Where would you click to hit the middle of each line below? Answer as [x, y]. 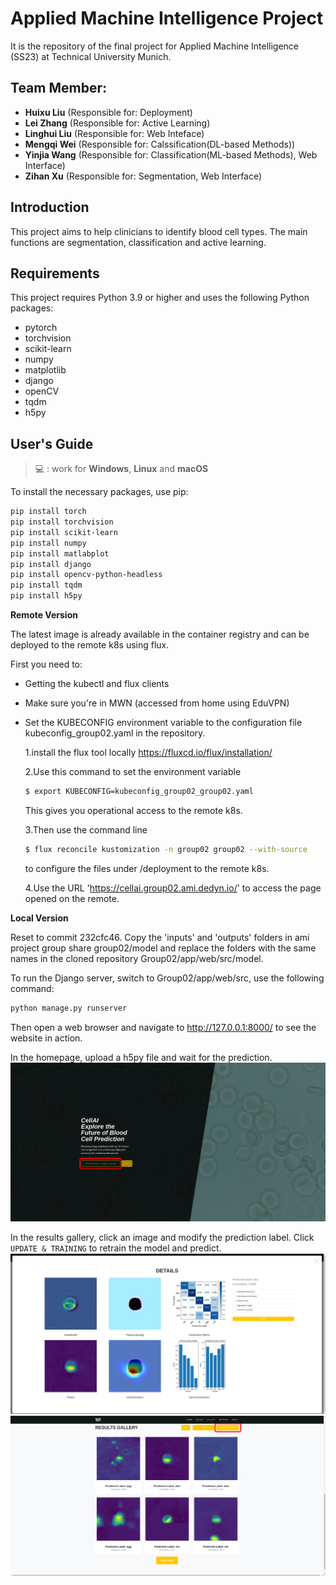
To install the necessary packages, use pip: [99, 492]
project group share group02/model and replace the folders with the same [163, 948]
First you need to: [46, 664]
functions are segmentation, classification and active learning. [138, 242]
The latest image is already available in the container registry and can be [160, 634]
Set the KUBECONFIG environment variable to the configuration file [163, 723]
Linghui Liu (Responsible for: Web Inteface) [114, 133]
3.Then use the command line [86, 829]
